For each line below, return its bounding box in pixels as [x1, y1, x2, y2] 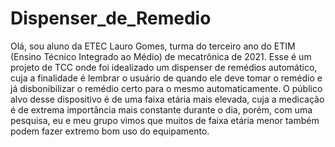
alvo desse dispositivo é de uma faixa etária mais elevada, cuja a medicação [10, 93, 325, 105]
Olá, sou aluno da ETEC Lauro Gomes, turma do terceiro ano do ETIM [10, 40, 296, 52]
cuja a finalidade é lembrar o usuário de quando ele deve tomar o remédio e [10, 72, 323, 84]
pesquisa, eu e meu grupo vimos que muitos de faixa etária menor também [10, 114, 320, 126]
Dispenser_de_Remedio [10, 7, 212, 30]
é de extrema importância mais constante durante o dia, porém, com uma [10, 103, 313, 116]
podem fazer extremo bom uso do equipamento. [10, 125, 210, 137]
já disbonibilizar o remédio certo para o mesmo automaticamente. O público [10, 82, 323, 94]
